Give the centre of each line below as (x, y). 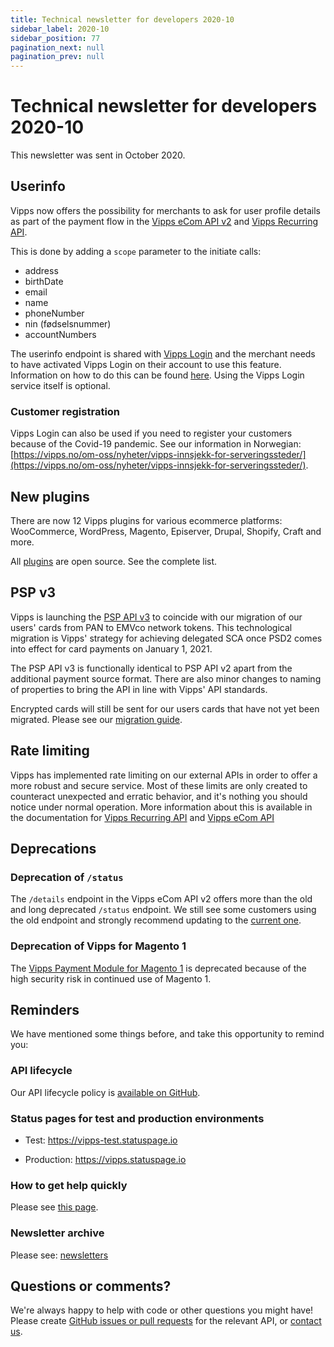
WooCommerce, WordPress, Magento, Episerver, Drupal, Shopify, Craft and (166, 531)
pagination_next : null (57, 47)
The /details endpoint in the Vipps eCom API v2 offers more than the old (161, 899)
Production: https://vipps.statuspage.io (105, 1159)
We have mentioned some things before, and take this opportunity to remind (167, 1034)
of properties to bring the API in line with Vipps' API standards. (139, 689)
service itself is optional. (60, 385)
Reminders (45, 1009)
